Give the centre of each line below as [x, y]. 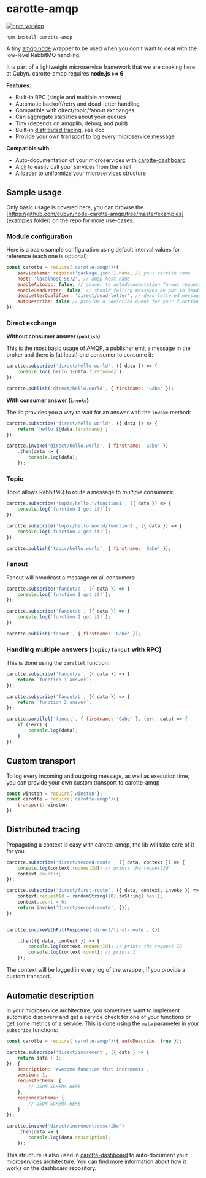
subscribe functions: [32, 1029]
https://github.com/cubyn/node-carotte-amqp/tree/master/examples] [96, 214]
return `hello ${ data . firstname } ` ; [63, 429]
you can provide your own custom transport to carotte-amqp [83, 782]
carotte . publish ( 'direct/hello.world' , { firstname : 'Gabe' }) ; [90, 389]
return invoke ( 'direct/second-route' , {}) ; [74, 907]
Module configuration [39, 236]
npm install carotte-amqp [39, 37]
